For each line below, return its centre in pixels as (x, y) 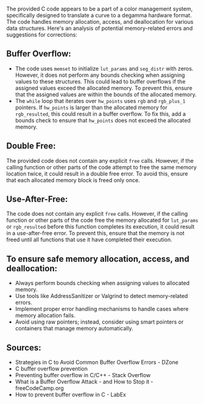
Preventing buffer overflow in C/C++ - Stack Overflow (83, 375)
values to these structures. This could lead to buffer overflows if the (100, 81)
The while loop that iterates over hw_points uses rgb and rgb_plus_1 (100, 101)
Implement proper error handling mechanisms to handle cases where (102, 309)
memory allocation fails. (45, 316)
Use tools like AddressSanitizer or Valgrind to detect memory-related (101, 296)
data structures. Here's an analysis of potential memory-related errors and (100, 28)
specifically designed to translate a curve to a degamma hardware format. (99, 15)
